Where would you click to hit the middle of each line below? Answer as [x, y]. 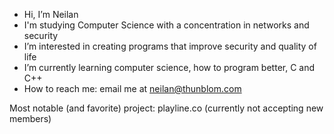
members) [30, 118]
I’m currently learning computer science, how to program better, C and [169, 67]
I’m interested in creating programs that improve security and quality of [170, 46]
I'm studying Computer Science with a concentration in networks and [166, 25]
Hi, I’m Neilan [51, 14]
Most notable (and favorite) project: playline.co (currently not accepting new [166, 108]
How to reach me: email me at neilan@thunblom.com [132, 88]
